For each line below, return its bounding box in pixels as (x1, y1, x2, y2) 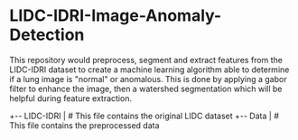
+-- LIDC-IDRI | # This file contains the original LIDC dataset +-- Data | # (9, 110, 280, 121)
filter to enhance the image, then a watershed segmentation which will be (9, 83, 283, 94)
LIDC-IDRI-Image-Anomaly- (9, 5, 222, 26)
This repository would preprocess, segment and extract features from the (9, 54, 283, 65)
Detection (9, 24, 85, 45)
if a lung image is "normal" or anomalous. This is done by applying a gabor (9, 73, 287, 84)
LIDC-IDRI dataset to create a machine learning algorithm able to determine (9, 64, 290, 75)
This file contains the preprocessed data (9, 119, 160, 131)
